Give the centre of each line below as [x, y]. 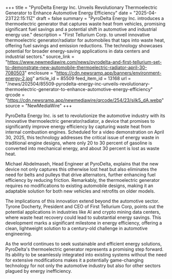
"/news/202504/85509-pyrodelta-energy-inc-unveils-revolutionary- [78, 84]
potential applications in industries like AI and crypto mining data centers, [83, 212]
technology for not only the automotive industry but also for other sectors [83, 266]
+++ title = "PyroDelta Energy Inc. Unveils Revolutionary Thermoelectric [81, 7]
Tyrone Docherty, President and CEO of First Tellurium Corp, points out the [84, 207]
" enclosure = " [41, 73]
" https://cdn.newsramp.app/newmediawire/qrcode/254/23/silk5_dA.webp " [85, 100]
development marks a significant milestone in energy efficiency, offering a [84, 223]
